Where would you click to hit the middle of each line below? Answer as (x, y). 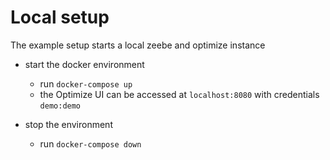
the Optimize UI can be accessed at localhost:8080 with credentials (179, 94)
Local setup (60, 17)
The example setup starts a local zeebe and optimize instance (138, 45)
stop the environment (68, 124)
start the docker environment (84, 64)
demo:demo (60, 106)
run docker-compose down (90, 143)
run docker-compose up (86, 83)
